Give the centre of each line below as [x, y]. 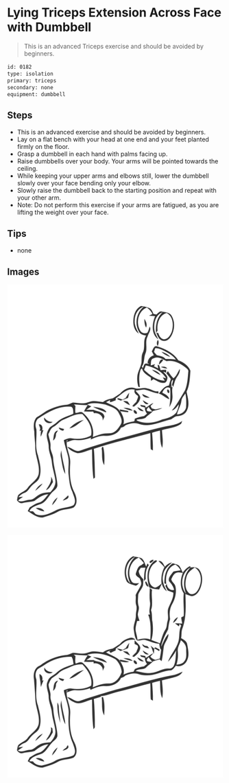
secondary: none [30, 87]
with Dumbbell [49, 27]
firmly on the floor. [43, 146]
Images [23, 271]
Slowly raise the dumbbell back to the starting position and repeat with [117, 190]
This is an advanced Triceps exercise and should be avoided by [114, 46]
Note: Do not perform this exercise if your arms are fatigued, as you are [118, 204]
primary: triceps [32, 80]
